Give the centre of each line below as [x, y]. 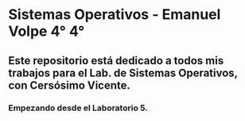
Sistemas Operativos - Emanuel [115, 15]
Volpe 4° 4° [47, 31]
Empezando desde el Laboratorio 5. [78, 108]
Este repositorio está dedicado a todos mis [116, 60]
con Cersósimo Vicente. [70, 85]
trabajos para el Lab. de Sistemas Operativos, [123, 73]
